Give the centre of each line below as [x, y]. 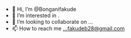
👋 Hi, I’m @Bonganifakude [44, 9]
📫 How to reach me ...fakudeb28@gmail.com [68, 28]
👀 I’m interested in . [36, 15]
